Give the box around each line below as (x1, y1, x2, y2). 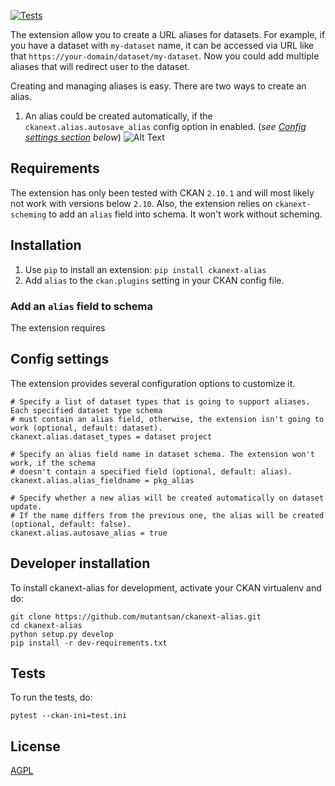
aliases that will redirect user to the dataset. (10, 61, 190, 72)
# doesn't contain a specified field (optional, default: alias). (10, 466, 293, 477)
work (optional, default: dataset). (10, 423, 163, 433)
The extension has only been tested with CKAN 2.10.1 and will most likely (10, 186, 315, 199)
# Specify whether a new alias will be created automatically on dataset (10, 493, 325, 503)
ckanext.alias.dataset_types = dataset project (10, 431, 213, 442)
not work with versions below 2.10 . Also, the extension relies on (10, 197, 273, 209)
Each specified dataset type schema (10, 405, 163, 415)
